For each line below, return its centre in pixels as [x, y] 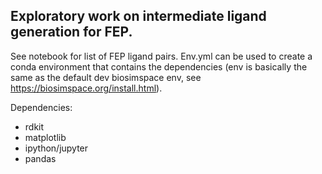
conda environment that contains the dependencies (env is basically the [159, 66]
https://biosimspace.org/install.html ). [86, 88]
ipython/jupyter [56, 148]
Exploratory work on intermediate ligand [138, 16]
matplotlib [45, 137]
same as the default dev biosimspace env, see [106, 77]
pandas [40, 158]
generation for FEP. [71, 32]
